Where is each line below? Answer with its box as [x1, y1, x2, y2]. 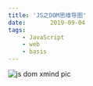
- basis [22, 48, 47, 56]
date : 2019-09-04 [8, 19, 86, 27]
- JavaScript [22, 33, 65, 41]
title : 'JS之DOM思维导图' [8, 11, 87, 20]
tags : [8, 26, 26, 34]
